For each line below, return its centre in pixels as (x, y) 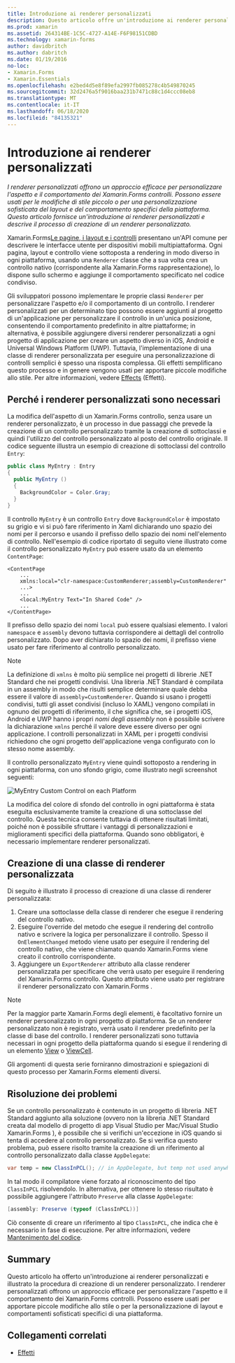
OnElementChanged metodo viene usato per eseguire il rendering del (113, 942)
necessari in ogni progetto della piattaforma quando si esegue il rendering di (117, 1043)
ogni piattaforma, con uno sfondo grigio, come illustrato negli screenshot (112, 769)
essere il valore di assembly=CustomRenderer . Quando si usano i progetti (109, 697)
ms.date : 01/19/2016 (37, 60)
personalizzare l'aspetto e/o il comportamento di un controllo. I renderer (111, 303)
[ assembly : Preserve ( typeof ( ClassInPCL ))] (73, 1209)
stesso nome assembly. (41, 748)
